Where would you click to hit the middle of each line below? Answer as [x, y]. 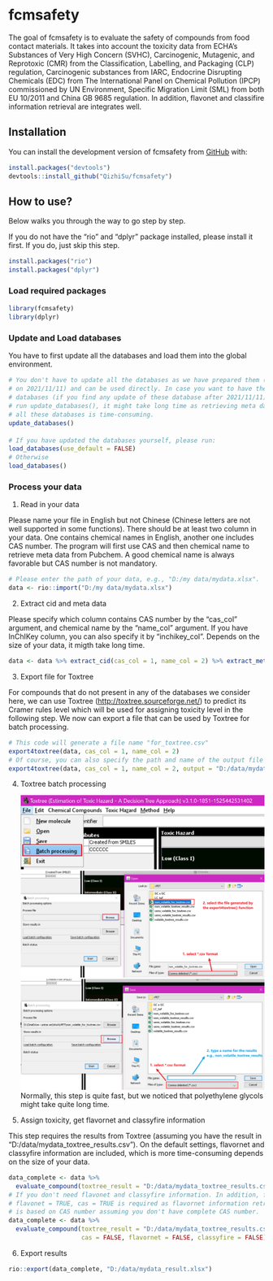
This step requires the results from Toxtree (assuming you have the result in [135, 1136]
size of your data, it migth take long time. [77, 645]
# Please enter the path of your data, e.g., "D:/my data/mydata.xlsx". [134, 580]
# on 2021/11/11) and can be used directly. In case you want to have [130, 389]
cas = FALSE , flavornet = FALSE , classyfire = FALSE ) [174, 1238]
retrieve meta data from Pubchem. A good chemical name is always [121, 555]
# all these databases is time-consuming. [81, 415]
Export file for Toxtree [57, 676]
